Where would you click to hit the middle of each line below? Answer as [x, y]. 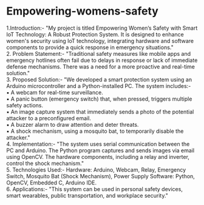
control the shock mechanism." [45, 163]
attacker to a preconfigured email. [49, 118]
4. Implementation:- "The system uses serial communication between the [98, 144]
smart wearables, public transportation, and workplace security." [87, 195]
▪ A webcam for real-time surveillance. [55, 92]
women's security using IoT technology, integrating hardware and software [100, 41]
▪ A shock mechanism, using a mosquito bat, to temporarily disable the [95, 131]
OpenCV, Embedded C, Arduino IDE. [52, 183]
